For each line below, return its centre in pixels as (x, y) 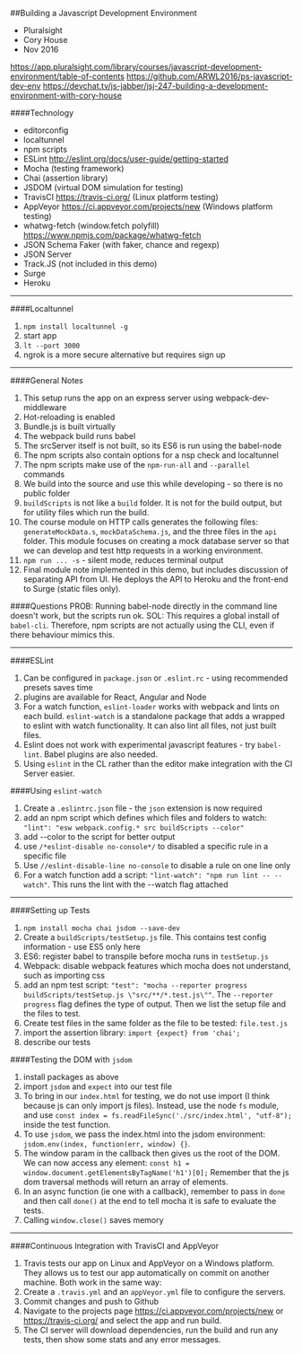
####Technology (42, 113)
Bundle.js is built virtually (69, 426)
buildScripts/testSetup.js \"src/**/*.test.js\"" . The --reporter (148, 994)
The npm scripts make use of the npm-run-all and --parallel (136, 465)
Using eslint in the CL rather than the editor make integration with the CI (158, 764)
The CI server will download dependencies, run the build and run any (151, 1330)
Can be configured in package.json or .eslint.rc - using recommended (155, 678)
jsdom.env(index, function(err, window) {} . (107, 1143)
